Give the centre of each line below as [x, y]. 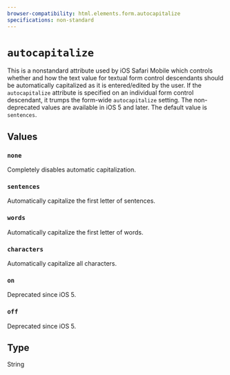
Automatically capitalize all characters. [62, 264]
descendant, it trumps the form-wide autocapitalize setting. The [100, 100]
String [16, 365]
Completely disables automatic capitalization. [72, 170]
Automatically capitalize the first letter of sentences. [81, 201]
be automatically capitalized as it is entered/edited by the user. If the [104, 85]
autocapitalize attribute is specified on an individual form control [100, 93]
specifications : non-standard [51, 20]
